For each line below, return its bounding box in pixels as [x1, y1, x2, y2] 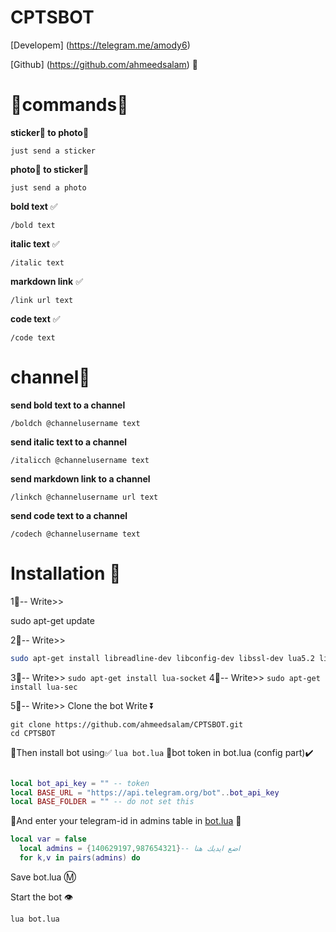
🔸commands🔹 [10, 94, 129, 116]
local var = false [10, 834, 87, 845]
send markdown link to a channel [10, 472, 151, 485]
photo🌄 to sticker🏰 [10, 163, 90, 175]
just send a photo [10, 182, 87, 193]
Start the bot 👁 [10, 891, 74, 903]
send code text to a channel [10, 509, 128, 521]
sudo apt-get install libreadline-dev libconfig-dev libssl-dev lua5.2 [10, 653, 315, 663]
